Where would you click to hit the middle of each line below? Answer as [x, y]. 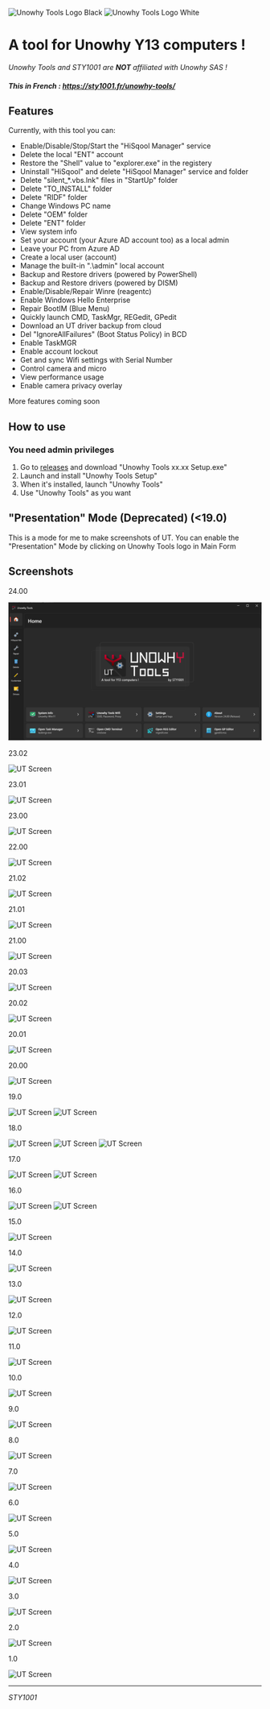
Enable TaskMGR [48, 343]
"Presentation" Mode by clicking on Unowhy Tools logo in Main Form [123, 546]
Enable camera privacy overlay [71, 386]
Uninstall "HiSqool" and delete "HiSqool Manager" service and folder [134, 172]
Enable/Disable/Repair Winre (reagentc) [86, 292]
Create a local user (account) [68, 257]
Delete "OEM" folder [54, 214]
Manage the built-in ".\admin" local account [92, 266]
